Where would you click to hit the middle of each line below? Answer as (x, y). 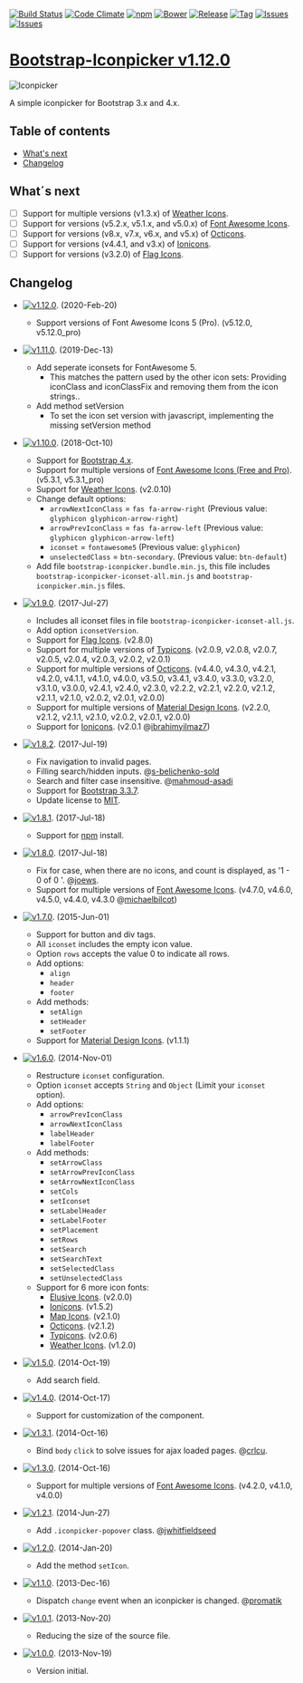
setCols (64, 1192)
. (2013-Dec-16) (80, 1582)
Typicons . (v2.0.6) (83, 1335)
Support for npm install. (80, 835)
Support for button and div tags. (96, 934)
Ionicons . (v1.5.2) (81, 1306)
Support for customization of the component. (120, 1415)
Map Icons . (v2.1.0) (85, 1316)
